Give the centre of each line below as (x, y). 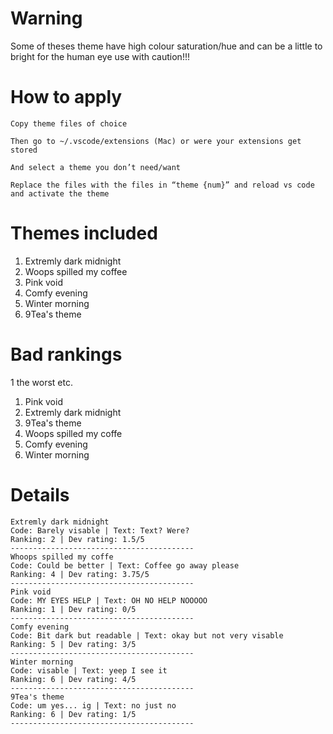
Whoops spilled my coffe (62, 557)
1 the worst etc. (42, 382)
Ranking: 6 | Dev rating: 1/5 (73, 714)
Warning (46, 18)
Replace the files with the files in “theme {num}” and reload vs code (162, 185)
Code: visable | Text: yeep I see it (89, 670)
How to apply (66, 97)
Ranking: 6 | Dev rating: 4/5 (73, 679)
